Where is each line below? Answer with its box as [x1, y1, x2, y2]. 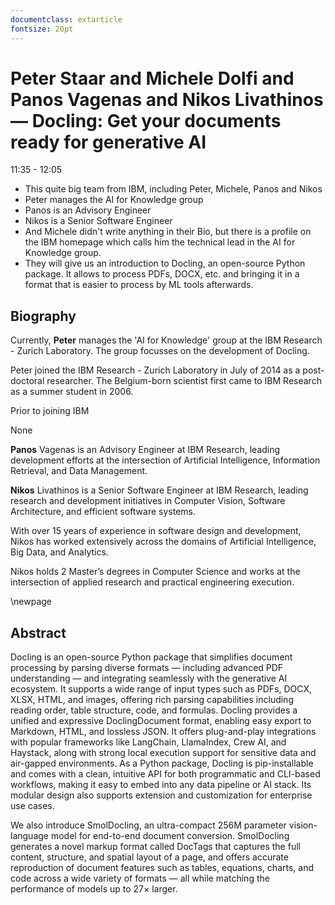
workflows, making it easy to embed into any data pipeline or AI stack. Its [10, 779, 312, 791]
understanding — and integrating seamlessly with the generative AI [10, 672, 288, 685]
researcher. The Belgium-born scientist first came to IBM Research [46, 375, 322, 387]
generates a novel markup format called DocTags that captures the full [10, 841, 301, 853]
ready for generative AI [10, 131, 207, 153]
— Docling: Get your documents [10, 109, 282, 132]
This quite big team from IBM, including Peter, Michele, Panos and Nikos [24, 183, 323, 195]
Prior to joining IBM [10, 405, 90, 417]
